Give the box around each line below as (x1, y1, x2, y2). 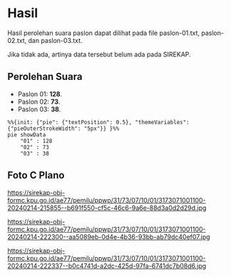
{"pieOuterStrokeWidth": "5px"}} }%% (7, 125, 120, 132)
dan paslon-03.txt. (28, 36, 83, 44)
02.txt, (7, 36, 27, 44)
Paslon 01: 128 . (17, 89, 63, 98)
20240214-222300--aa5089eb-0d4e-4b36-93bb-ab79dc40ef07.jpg (7, 232, 210, 241)
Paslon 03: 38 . (17, 105, 61, 114)
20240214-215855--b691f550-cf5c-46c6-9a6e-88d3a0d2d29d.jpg (7, 203, 207, 212)
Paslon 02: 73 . (17, 97, 61, 106)
